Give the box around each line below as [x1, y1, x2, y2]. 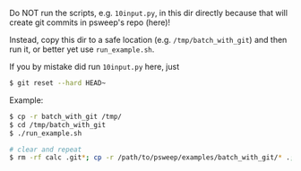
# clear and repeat [9, 145, 82, 154]
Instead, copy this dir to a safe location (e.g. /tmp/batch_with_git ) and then [9, 35, 288, 45]
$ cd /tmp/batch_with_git [9, 120, 106, 129]
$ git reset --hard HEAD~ [9, 79, 106, 88]
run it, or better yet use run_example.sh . [9, 44, 155, 55]
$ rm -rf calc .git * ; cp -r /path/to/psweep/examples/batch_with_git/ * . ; [9, 153, 295, 162]
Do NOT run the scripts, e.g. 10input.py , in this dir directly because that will [9, 8, 288, 18]
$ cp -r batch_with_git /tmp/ [9, 112, 123, 121]
